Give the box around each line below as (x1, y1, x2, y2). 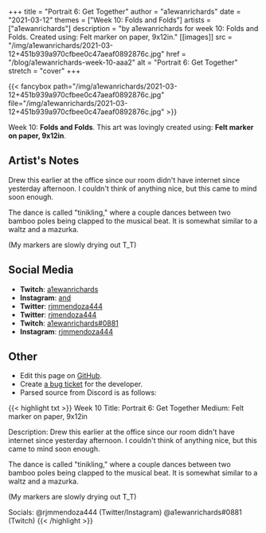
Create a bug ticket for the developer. (19, 379, 143, 389)
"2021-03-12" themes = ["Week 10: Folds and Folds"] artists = (8, 15, 212, 25)
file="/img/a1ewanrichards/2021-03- (8, 99, 128, 108)
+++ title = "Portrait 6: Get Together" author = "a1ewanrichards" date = (8, 7, 241, 16)
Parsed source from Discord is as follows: (19, 388, 157, 397)
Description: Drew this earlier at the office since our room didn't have (8, 427, 235, 437)
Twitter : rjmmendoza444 (19, 301, 104, 310)
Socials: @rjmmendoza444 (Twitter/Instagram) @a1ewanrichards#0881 (8, 507, 242, 517)
